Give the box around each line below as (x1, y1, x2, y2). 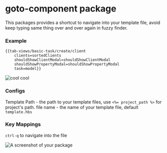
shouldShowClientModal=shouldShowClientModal (14, 57, 111, 62)
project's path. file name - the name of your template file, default (5, 104, 138, 110)
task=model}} (14, 66, 41, 71)
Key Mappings (5, 121, 41, 128)
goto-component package (5, 3, 116, 14)
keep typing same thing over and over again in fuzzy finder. (5, 24, 128, 30)
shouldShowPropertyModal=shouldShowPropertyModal (14, 62, 120, 67)
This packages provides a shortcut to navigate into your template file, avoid (5, 19, 160, 25)
